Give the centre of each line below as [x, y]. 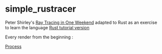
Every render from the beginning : [39, 37]
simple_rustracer [41, 9]
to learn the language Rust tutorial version [47, 27]
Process [13, 46]
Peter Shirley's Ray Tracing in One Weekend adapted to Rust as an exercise [81, 22]
